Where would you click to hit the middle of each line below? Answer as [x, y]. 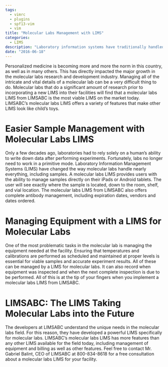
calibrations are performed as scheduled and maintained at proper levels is [82, 256]
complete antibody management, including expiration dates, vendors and [80, 195]
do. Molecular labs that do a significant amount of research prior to [74, 87]
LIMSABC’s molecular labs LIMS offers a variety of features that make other [83, 103]
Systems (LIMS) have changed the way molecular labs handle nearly [76, 169]
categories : [17, 38]
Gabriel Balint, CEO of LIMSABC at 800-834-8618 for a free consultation [80, 354]
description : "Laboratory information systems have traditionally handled [85, 47]
